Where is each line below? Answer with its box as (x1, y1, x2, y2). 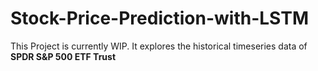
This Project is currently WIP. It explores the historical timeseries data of (10, 40, 308, 52)
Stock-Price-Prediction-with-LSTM (10, 7, 309, 30)
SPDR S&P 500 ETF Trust (10, 50, 117, 62)
